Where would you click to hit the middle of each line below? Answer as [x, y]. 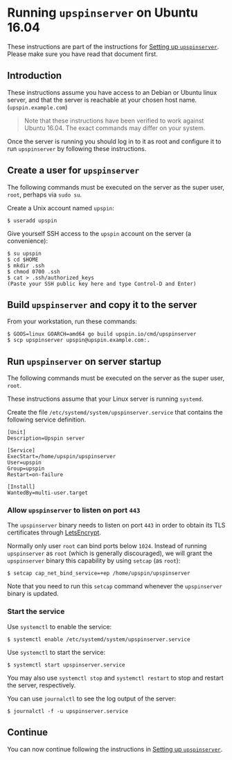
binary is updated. [33, 594]
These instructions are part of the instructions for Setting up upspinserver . [113, 46]
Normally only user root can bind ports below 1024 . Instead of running [107, 546]
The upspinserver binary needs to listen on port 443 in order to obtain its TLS [116, 525]
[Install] [21, 487]
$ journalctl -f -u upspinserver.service [68, 711]
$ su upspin [24, 253]
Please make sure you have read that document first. [82, 54]
